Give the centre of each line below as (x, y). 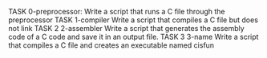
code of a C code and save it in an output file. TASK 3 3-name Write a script (133, 37)
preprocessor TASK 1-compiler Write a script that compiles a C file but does (133, 20)
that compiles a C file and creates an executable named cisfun (111, 45)
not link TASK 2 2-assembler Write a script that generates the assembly (126, 28)
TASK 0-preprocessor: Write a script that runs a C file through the (117, 12)
